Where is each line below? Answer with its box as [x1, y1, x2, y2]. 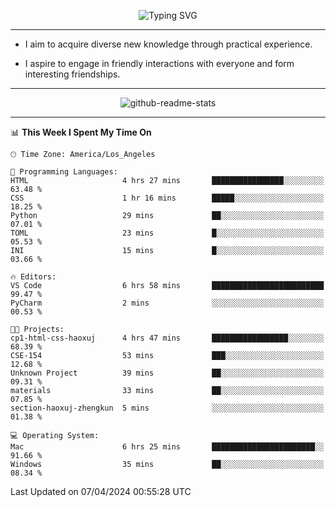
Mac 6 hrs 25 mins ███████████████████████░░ [10, 442, 325, 452]
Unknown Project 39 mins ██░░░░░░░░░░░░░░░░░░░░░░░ [10, 368, 325, 378]
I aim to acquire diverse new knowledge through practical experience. [24, 38, 313, 50]
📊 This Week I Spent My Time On [10, 126, 152, 138]
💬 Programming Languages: [10, 167, 118, 177]
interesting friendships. [24, 68, 121, 80]
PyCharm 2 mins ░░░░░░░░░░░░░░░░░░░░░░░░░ [10, 298, 325, 308]
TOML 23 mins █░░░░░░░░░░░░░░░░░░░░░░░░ [10, 228, 325, 238]
